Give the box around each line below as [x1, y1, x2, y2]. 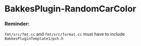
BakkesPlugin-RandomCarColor [4, 3, 137, 14]
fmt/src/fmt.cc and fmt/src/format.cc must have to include [4, 31, 125, 37]
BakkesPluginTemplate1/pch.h [4, 36, 64, 41]
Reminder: [4, 21, 30, 27]
